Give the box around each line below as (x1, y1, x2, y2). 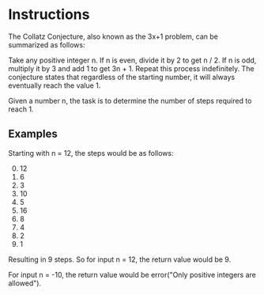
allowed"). (8, 278, 42, 288)
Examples (8, 127, 58, 141)
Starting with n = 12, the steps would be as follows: (8, 148, 174, 157)
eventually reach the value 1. (8, 81, 101, 90)
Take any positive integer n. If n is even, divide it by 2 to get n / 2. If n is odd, (8, 55, 257, 65)
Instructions (8, 6, 90, 24)
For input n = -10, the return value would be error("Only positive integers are (8, 270, 257, 279)
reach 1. (8, 104, 34, 114)
